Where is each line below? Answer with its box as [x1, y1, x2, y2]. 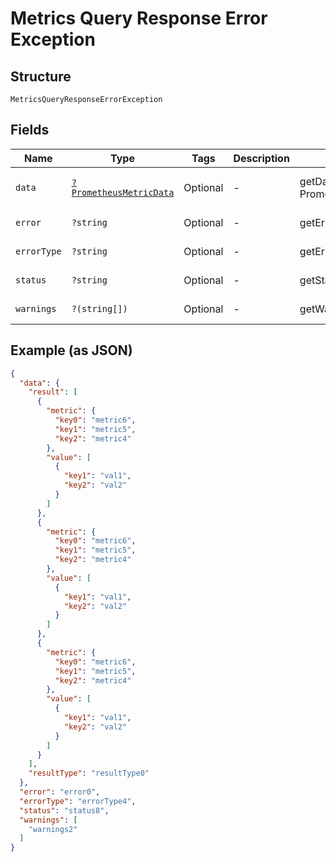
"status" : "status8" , [19, 805, 110, 816]
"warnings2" [28, 824, 78, 834]
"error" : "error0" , [19, 787, 101, 797]
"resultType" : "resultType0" [28, 768, 150, 779]
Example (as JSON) [10, 342, 133, 359]
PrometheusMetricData [71, 187, 175, 198]
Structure [10, 68, 72, 85]
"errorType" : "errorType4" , [19, 796, 137, 806]
